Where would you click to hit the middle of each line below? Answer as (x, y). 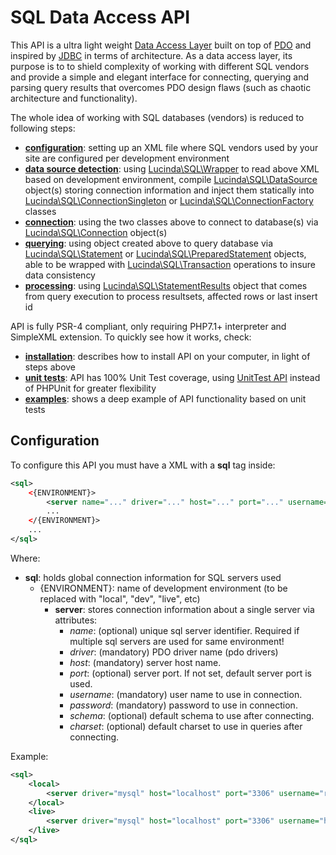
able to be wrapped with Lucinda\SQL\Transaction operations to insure (170, 264)
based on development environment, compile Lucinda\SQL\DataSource (171, 179)
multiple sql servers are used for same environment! (177, 641)
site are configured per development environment (127, 158)
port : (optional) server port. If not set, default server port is (190, 673)
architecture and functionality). (74, 98)
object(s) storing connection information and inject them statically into (169, 190)
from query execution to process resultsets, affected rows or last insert (171, 296)
